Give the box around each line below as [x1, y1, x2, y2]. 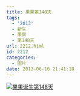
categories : [6, 54, 36, 61]
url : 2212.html [6, 43, 45, 50]
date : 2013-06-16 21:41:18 [6, 65, 75, 72]
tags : [6, 15, 20, 21]
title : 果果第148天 [6, 9, 52, 15]
